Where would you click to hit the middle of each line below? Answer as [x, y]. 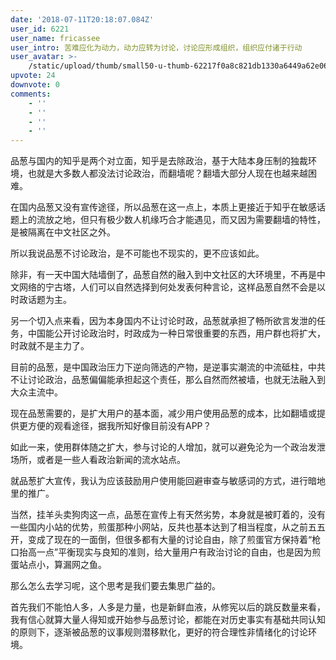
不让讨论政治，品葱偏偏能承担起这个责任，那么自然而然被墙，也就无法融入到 [168, 380]
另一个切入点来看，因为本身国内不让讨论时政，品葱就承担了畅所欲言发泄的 [163, 321]
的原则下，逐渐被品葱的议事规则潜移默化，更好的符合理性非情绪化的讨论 [159, 632]
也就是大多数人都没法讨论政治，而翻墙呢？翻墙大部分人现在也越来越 [167, 173]
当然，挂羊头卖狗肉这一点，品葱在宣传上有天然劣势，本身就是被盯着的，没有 [168, 515]
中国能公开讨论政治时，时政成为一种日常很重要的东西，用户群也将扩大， [176, 333]
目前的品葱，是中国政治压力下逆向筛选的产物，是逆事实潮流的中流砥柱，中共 [168, 367]
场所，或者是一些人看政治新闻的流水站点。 [98, 460]
